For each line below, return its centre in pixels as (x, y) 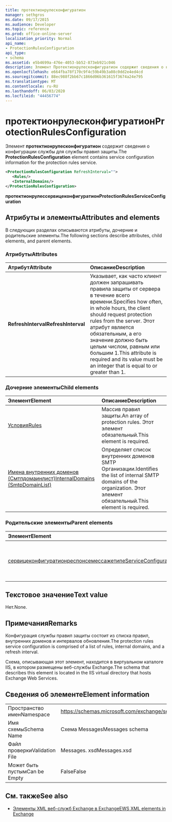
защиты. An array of (125, 416)
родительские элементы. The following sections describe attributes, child (84, 235)
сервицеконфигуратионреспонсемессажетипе (67, 561)
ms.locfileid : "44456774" (33, 96)
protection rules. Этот (128, 422)
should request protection (121, 314)
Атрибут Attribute (30, 267)
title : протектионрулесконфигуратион (46, 10)
